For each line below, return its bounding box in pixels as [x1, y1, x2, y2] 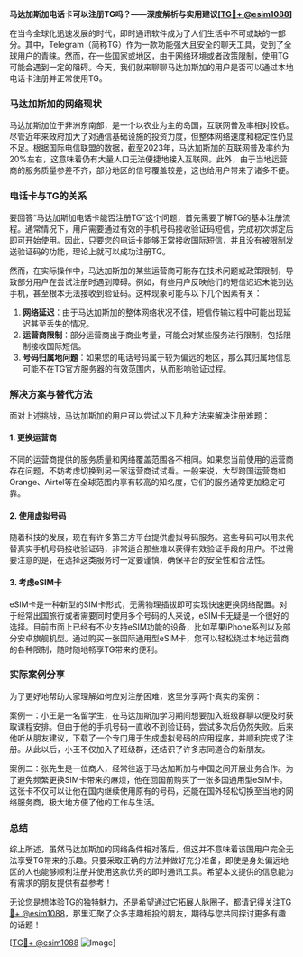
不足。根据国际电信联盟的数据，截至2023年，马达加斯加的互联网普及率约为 [9, 143, 290, 153]
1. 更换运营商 [9, 432, 57, 443]
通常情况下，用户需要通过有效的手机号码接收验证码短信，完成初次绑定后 [24, 223, 294, 234]
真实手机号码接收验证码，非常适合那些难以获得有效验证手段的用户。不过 [16, 543, 286, 554]
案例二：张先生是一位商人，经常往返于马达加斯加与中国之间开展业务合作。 [9, 762, 286, 774]
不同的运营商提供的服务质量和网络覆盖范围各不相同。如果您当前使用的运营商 [9, 455, 294, 465]
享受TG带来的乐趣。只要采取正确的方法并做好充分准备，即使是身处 [16, 855, 266, 866]
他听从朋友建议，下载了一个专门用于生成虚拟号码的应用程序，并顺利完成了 [9, 732, 286, 743]
